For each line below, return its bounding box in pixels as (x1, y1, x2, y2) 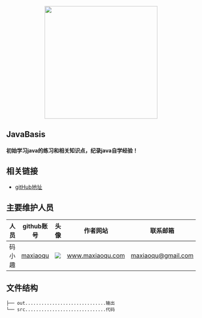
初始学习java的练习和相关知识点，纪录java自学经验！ (6, 147, 138, 154)
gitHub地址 (14, 183, 43, 191)
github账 (22, 222, 48, 230)
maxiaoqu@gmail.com (130, 251, 194, 260)
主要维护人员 (6, 203, 54, 213)
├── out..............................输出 (6, 301, 115, 307)
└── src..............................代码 (6, 307, 115, 313)
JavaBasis (6, 129, 46, 139)
